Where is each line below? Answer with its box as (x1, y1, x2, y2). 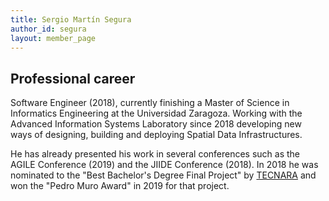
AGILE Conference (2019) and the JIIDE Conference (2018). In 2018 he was (10, 159, 319, 171)
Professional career (10, 70, 136, 87)
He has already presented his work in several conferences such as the (10, 148, 301, 160)
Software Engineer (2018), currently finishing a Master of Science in (10, 97, 290, 109)
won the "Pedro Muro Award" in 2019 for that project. (10, 180, 230, 192)
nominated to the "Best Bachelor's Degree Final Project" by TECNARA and (10, 169, 317, 181)
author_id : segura (10, 24, 87, 34)
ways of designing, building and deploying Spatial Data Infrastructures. (10, 129, 303, 141)
